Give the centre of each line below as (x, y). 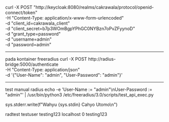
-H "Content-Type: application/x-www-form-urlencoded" (65, 18)
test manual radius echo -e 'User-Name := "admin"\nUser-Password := (79, 89)
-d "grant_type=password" (33, 34)
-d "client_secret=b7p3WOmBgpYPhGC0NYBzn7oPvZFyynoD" (70, 29)
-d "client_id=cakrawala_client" (38, 23)
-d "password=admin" (28, 44)
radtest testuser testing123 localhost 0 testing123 (56, 114)
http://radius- (102, 59)
